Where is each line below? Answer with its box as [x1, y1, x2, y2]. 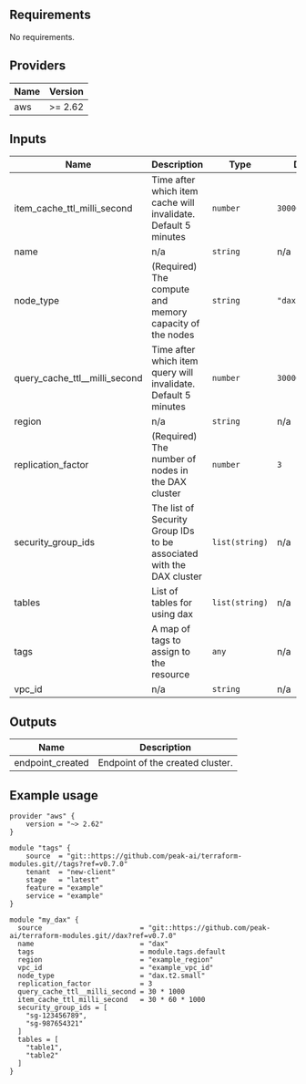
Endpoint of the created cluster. [97, 757, 234, 769]
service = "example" [25, 892, 104, 901]
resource [151, 668, 190, 681]
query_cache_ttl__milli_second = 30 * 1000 [17, 987, 185, 996]
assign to [151, 645, 191, 658]
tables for [151, 596, 193, 609]
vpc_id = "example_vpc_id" [17, 964, 214, 973]
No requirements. [9, 31, 76, 42]
